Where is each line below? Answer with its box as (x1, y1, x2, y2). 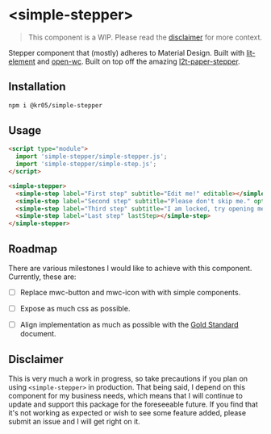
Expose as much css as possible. (19, 304, 131, 314)
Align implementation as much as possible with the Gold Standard (19, 320, 240, 330)
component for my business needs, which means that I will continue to (8, 391, 244, 400)
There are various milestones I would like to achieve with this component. (8, 264, 252, 273)
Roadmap (8, 242, 58, 256)
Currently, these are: (8, 272, 77, 282)
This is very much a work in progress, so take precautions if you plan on (8, 373, 248, 383)
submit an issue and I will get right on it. (8, 417, 140, 426)
